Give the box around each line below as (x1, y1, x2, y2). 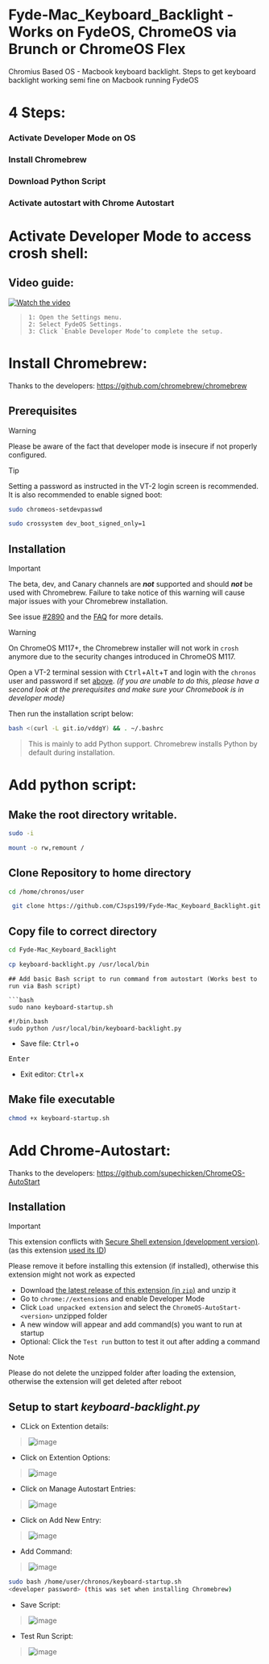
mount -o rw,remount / (8, 843, 85, 852)
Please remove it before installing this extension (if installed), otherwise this (8, 1261, 259, 1271)
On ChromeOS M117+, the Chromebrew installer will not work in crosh (8, 643, 239, 653)
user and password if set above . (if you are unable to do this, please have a (8, 676, 259, 686)
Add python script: (8, 776, 137, 794)
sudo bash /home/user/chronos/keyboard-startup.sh (8, 1578, 182, 1587)
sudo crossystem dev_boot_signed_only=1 (8, 520, 147, 528)
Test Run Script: (19, 1631, 74, 1641)
